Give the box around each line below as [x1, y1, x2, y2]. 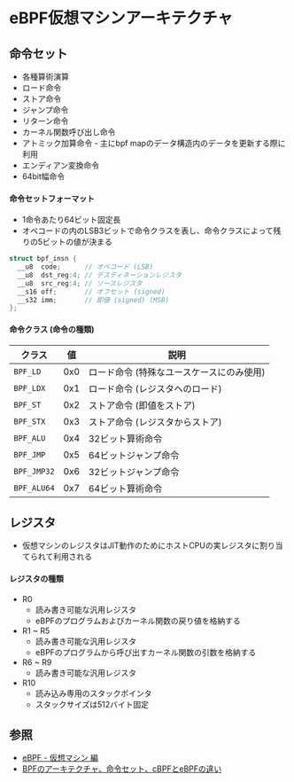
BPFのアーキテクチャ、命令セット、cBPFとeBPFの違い [21, 763, 222, 774]
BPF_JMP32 [13, 466, 55, 476]
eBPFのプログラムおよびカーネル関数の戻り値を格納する [35, 615, 241, 626]
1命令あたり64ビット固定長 [21, 215, 121, 225]
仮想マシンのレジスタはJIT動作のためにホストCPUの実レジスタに [21, 540, 260, 551]
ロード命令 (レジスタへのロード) [88, 382, 222, 395]
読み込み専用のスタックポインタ [35, 688, 152, 699]
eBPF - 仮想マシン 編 [21, 753, 99, 763]
